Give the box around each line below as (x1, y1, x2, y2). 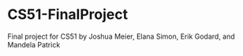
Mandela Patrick (7, 39, 61, 49)
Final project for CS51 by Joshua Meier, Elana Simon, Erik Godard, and (7, 32, 236, 41)
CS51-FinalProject (7, 6, 128, 24)
